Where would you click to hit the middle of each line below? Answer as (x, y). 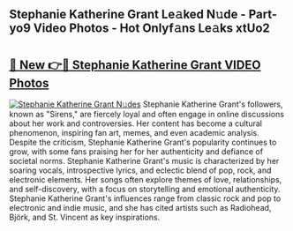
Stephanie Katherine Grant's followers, (213, 104)
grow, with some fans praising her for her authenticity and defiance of (136, 152)
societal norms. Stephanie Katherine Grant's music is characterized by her (144, 161)
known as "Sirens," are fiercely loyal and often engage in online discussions (147, 114)
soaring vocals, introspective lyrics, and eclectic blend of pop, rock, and (140, 170)
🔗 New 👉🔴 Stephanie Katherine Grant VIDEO (135, 65)
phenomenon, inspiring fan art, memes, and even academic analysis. (134, 133)
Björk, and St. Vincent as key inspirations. (85, 217)
